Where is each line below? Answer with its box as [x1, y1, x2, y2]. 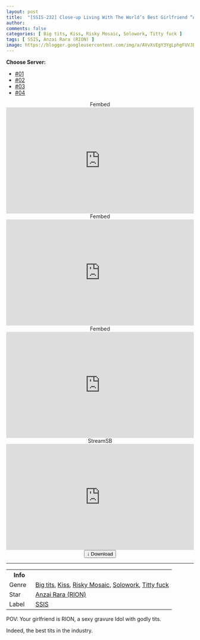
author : [6, 20, 26, 26]
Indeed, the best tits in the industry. [6, 627, 93, 634]
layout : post [6, 8, 39, 15]
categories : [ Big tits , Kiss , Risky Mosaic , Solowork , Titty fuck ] [6, 31, 183, 37]
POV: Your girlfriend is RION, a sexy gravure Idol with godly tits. [6, 615, 162, 622]
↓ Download [87, 550, 113, 557]
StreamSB [87, 437, 112, 445]
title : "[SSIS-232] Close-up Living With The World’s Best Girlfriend [6, 14, 187, 20]
